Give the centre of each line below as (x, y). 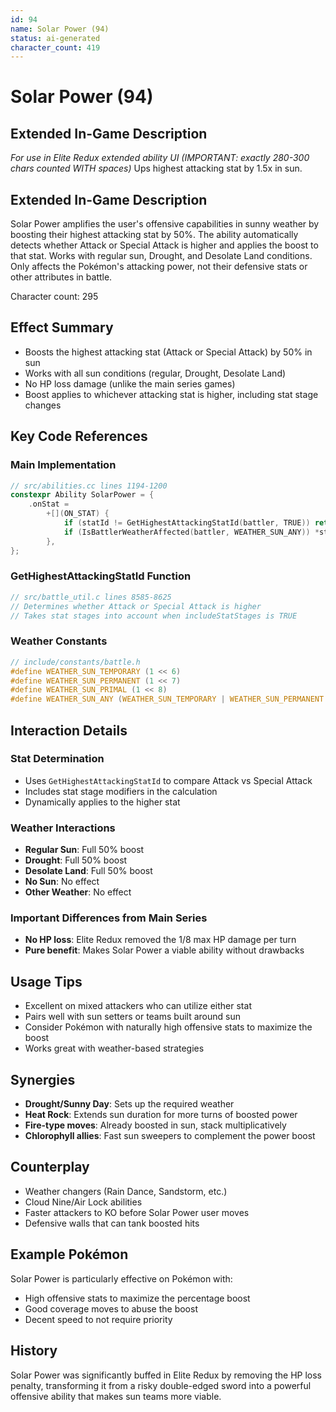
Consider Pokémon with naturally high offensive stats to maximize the (168, 1027)
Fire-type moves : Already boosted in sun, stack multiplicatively (155, 1125)
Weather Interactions (63, 828)
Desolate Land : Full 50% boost (88, 871)
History (34, 1351)
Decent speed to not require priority (98, 1319)
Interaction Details (69, 730)
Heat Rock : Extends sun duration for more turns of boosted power (161, 1115)
